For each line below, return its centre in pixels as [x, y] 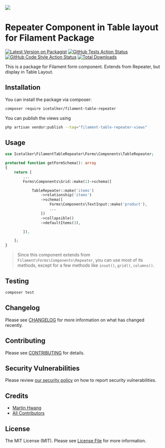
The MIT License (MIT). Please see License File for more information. [76, 441]
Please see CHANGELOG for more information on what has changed [75, 320]
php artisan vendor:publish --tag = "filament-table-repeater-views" [76, 127]
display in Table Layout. [29, 72]
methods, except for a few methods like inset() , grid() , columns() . [86, 265]
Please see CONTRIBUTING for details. [45, 353]
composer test [20, 293]
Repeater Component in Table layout [82, 28]
